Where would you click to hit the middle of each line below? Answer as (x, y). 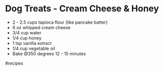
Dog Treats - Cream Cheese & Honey (82, 9)
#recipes (14, 63)
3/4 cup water (27, 33)
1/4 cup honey (27, 38)
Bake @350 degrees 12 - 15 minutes (49, 53)
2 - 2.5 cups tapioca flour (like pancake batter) (60, 22)
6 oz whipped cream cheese (41, 27)
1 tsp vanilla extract (32, 43)
